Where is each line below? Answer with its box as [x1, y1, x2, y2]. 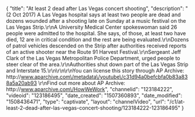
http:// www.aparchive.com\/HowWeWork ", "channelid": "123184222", [6, 86, 174, 92]
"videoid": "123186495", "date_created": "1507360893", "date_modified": [6, 92, 183, 99]
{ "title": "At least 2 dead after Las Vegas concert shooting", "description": [6, 5, 184, 12]
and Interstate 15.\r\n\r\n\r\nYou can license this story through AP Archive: [6, 67, 184, 74]
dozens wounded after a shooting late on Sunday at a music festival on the [6, 18, 186, 24]
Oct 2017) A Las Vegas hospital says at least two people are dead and [12, 11, 181, 18]
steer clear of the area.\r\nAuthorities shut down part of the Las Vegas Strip [6, 61, 189, 68]
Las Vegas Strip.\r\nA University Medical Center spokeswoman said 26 [6, 23, 177, 30]
